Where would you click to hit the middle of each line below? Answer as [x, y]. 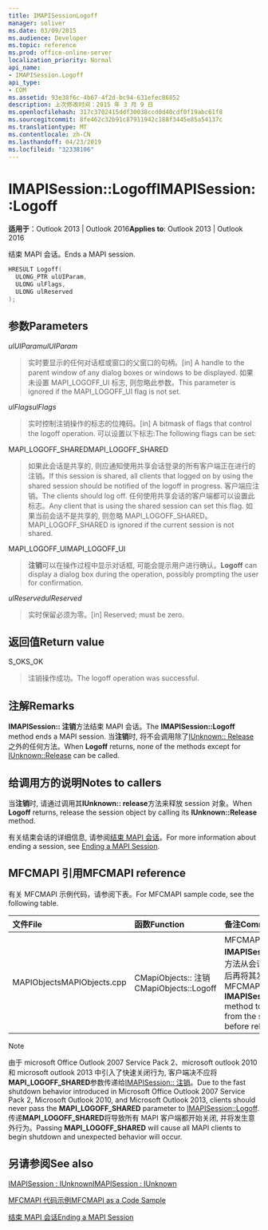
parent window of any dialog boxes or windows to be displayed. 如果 [140, 372]
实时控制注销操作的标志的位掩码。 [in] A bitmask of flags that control [140, 423]
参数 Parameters [48, 326]
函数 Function [160, 924]
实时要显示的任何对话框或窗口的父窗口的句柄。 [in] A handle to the [136, 362]
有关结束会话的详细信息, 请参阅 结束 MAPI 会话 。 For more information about [132, 837]
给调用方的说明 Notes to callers [85, 782]
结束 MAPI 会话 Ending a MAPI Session [71, 1217]
